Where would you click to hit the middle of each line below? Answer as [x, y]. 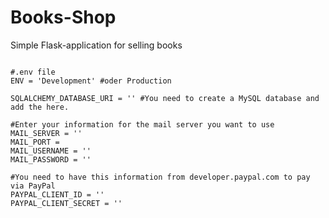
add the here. [40, 107]
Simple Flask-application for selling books [96, 45]
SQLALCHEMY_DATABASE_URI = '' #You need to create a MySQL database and [165, 98]
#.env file [33, 72]
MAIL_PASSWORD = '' [51, 159]
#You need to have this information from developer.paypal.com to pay [160, 177]
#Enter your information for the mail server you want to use [142, 124]
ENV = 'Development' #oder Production [91, 81]
